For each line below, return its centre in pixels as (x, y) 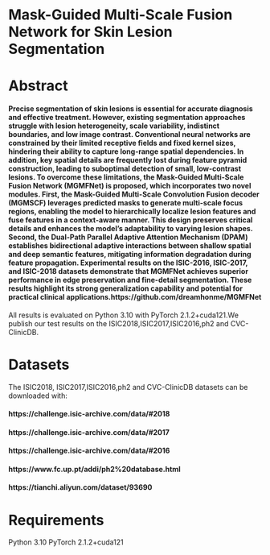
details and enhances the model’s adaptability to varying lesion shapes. (131, 228)
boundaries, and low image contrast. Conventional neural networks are (129, 134)
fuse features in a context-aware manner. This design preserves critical (131, 220)
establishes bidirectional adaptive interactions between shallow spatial (130, 245)
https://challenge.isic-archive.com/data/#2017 (89, 432)
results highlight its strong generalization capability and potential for (126, 288)
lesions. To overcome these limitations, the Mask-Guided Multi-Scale (126, 177)
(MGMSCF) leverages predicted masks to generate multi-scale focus (126, 202)
